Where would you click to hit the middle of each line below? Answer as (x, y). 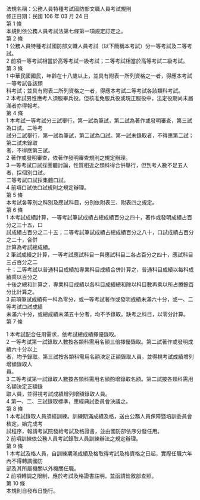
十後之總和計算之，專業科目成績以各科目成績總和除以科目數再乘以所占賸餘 (97, 284)
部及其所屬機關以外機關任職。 (43, 468)
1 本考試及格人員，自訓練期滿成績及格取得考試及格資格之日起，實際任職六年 (99, 454)
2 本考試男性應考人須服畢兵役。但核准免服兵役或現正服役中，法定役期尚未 (97, 98)
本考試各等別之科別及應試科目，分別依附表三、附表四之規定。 (82, 202)
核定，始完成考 (24, 424)
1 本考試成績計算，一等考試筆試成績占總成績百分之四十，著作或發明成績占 (97, 217)
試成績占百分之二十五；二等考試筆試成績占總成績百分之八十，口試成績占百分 (100, 232)
